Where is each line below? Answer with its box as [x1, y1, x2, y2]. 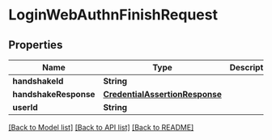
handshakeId [12, 75, 64, 87]
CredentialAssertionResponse [103, 89, 223, 100]
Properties [8, 38, 63, 52]
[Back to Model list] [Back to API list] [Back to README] [8, 123, 194, 132]
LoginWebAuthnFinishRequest [8, 6, 219, 24]
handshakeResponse [12, 89, 96, 100]
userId [12, 102, 38, 112]
